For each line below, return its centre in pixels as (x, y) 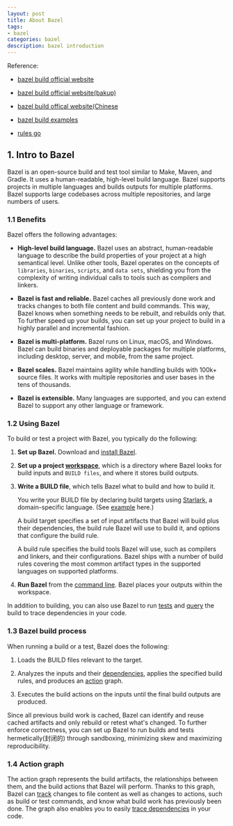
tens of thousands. (44, 385)
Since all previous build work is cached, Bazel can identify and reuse (105, 715)
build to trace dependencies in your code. (67, 613)
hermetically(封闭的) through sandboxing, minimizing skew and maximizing (115, 738)
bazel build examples (48, 120)
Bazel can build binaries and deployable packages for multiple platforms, (121, 349)
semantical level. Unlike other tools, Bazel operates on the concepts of (118, 263)
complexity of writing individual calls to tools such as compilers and (114, 278)
